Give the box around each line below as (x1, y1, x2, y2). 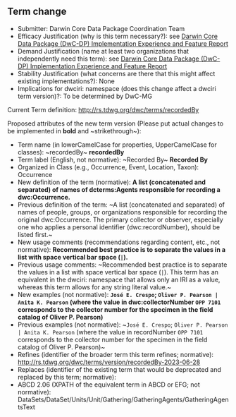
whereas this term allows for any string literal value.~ (17, 282, 171, 291)
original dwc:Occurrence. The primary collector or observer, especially (17, 215, 223, 224)
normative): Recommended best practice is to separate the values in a (17, 245, 226, 253)
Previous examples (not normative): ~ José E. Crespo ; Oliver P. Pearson (17, 320, 228, 329)
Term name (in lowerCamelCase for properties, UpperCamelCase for (17, 140, 217, 149)
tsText (17, 402, 35, 411)
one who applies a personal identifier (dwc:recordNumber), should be (17, 222, 221, 231)
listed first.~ (17, 230, 53, 238)
